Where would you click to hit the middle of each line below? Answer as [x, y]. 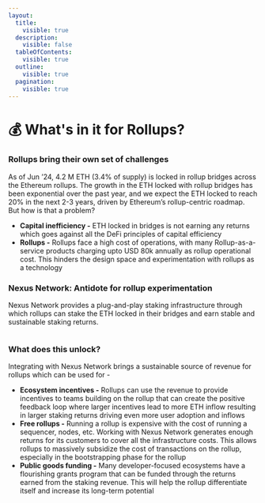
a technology [41, 267]
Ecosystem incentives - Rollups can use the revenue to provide [124, 390]
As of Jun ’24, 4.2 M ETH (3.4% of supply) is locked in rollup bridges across [132, 176]
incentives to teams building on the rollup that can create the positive [132, 399]
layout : [21, 15]
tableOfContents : [44, 52]
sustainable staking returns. [53, 322]
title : [26, 23]
